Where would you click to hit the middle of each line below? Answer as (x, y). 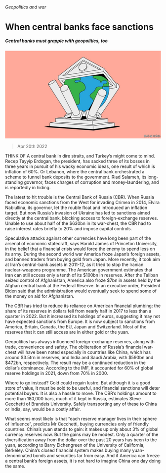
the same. (15, 466)
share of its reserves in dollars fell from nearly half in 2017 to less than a (78, 311)
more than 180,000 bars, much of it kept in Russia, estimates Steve (73, 399)
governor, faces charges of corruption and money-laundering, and (91, 182)
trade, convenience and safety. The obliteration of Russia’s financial (74, 347)
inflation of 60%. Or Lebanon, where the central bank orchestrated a (75, 172)
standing (14, 182)
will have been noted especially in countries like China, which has (84, 352)
